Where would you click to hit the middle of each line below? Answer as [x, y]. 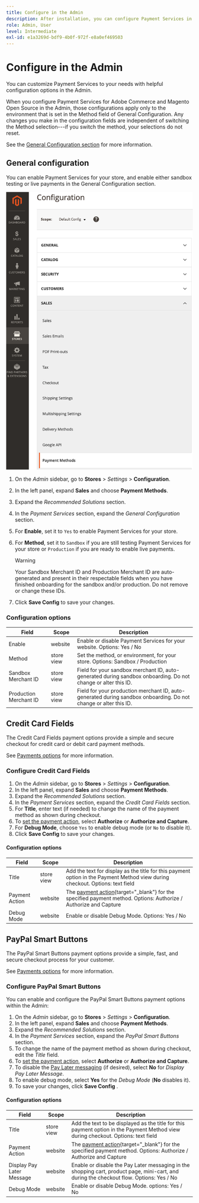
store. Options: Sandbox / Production [122, 662]
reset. [13, 133]
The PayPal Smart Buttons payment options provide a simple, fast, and [92, 954]
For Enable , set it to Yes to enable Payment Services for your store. [96, 531]
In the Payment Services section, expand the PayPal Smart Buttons [97, 1036]
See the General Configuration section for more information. [79, 144]
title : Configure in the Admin [45, 12]
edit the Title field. [37, 1055]
